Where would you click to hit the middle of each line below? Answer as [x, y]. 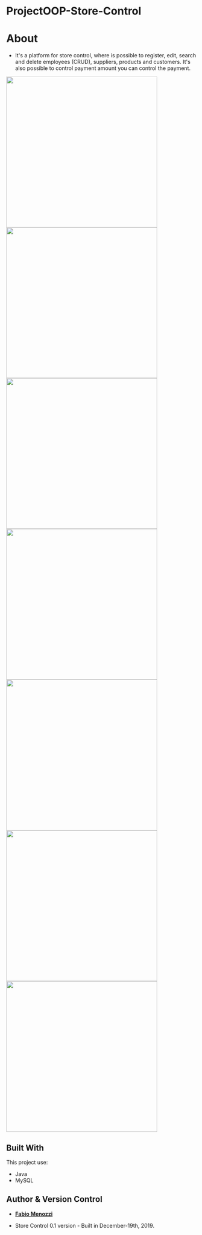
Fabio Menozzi [34, 1214]
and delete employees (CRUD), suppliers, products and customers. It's [103, 62]
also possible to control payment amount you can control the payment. [103, 68]
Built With [25, 1148]
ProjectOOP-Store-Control [74, 11]
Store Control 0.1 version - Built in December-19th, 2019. [85, 1225]
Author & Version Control [54, 1199]
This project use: [27, 1162]
